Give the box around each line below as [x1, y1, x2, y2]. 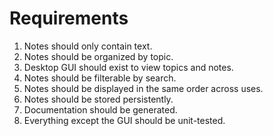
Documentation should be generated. [23, 103, 178, 116]
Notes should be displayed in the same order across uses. [23, 82, 264, 94]
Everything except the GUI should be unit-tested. [23, 114, 226, 126]
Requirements [9, 7, 129, 30]
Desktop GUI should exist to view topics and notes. [23, 61, 234, 73]
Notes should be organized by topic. [23, 50, 174, 62]
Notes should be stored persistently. [23, 93, 174, 105]
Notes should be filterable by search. [23, 72, 177, 84]
